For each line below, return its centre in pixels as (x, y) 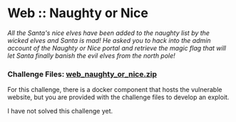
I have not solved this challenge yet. (60, 111)
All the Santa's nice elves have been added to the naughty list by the (109, 33)
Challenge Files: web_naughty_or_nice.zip (82, 74)
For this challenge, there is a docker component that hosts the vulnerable (115, 90)
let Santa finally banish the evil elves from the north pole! (92, 56)
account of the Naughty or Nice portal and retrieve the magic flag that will (117, 48)
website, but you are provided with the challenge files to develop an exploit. (118, 97)
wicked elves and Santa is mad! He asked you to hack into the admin (109, 40)
